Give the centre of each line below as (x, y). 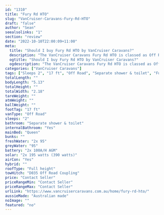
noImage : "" (17, 200)
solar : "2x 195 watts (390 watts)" (41, 155)
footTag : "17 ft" (23, 110)
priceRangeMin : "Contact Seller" (39, 182)
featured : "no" (20, 205)
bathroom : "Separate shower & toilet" (44, 123)
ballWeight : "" (20, 105)
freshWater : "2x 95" (26, 141)
